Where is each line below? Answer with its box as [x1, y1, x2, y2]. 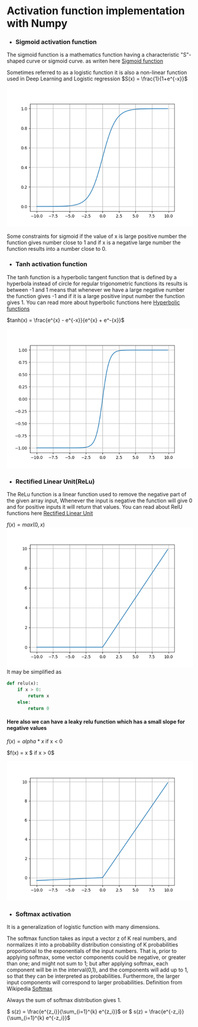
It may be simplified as [7, 668, 61, 676]
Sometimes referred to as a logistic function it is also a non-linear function [7, 69, 187, 76]
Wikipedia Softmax [7, 985, 53, 992]
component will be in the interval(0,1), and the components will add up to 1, [7, 966, 189, 973]
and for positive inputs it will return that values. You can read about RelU [7, 503, 183, 511]
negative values [7, 725, 47, 732]
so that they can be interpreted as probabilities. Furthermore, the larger [7, 972, 180, 980]
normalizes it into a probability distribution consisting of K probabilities [7, 941, 178, 948]
